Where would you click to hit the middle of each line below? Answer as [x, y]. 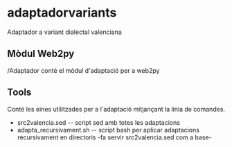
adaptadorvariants [62, 13]
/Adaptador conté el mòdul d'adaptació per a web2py [83, 70]
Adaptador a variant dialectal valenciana [65, 32]
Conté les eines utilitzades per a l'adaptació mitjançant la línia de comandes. [116, 109]
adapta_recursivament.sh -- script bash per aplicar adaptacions [108, 130]
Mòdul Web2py [41, 54]
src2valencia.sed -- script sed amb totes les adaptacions [98, 122]
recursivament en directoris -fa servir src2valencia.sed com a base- [115, 137]
